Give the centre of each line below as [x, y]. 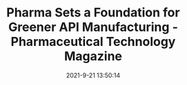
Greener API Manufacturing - [93, 27]
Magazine [93, 57]
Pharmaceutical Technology [93, 42]
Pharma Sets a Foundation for [93, 13]
